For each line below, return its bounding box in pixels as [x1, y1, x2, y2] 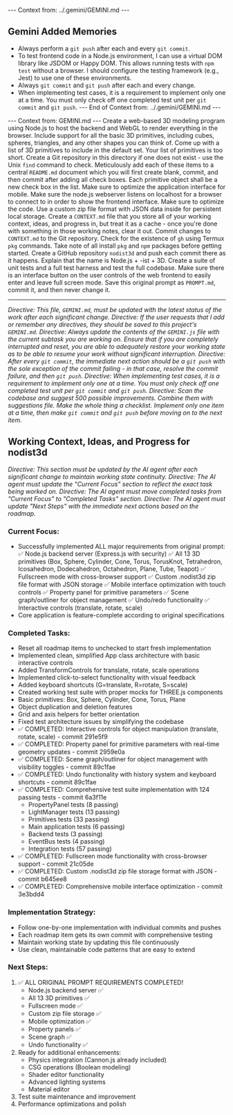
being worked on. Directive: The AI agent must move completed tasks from [8, 487, 222, 496]
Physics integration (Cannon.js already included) [28, 1055, 167, 1064]
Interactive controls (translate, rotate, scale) [17, 604, 143, 612]
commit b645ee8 [17, 875, 68, 883]
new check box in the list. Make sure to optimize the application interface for [8, 183, 226, 191]
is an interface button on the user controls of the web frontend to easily [8, 271, 212, 279]
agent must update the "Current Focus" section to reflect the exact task [8, 480, 213, 488]
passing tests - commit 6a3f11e [17, 793, 107, 801]
